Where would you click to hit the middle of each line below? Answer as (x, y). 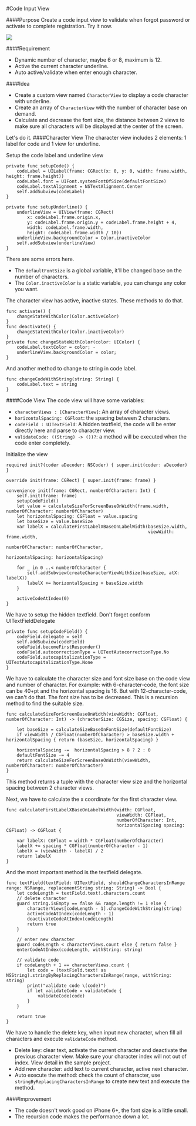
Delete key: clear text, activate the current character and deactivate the (101, 1050)
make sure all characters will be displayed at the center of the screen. (99, 126)
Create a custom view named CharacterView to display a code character (102, 95)
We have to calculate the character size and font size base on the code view (98, 678)
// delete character (42, 898)
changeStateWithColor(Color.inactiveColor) (71, 332)
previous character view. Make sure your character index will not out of (100, 1056)
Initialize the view (27, 454)
